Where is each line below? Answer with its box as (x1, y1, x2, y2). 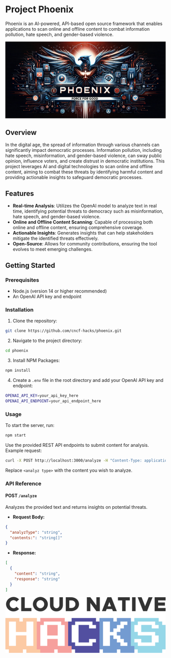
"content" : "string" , (14, 571, 60, 576)
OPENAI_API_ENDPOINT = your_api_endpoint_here (5, 398, 101, 403)
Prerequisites (5, 276, 39, 283)
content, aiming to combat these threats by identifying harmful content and (5, 169, 163, 175)
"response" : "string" (14, 576, 60, 581)
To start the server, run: (5, 422, 55, 428)
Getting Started (5, 261, 55, 269)
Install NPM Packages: (12, 357, 60, 364)
